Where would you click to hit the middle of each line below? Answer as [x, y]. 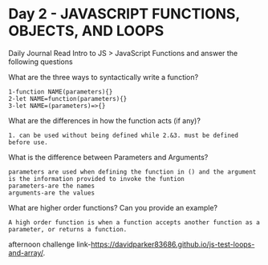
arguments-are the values [51, 193]
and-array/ [26, 252]
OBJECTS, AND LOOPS [86, 31]
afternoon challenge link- [50, 244]
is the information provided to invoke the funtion [96, 179]
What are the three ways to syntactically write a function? [104, 77]
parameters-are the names [51, 186]
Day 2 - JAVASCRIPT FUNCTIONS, [124, 14]
